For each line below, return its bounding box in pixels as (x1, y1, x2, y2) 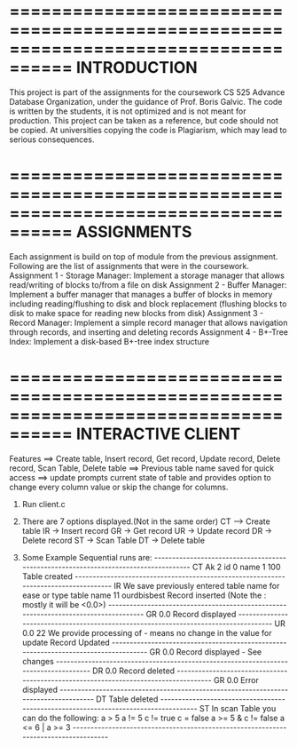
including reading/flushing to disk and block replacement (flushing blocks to (9, 298, 287, 309)
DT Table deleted (96, 694, 159, 704)
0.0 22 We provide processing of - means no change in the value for (21, 627, 272, 638)
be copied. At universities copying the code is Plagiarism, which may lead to (9, 124, 287, 135)
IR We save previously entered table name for (113, 580, 280, 591)
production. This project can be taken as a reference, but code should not (9, 115, 279, 125)
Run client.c (21, 498, 66, 509)
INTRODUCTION (75, 58, 198, 78)
